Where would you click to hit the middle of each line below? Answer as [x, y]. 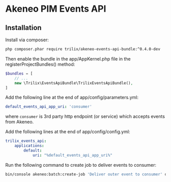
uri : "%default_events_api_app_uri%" [73, 155]
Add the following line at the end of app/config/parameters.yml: [72, 98]
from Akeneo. [20, 122]
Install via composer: [27, 40]
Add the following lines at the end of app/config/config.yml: [68, 132]
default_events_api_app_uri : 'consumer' [49, 107]
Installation [23, 28]
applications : [29, 146]
